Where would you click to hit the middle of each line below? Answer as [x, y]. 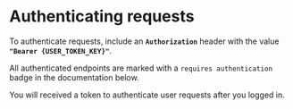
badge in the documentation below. [75, 77]
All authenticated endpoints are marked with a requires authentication [141, 68]
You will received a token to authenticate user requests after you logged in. [147, 95]
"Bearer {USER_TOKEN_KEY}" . [61, 50]
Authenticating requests [102, 17]
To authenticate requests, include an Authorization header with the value [144, 41]
